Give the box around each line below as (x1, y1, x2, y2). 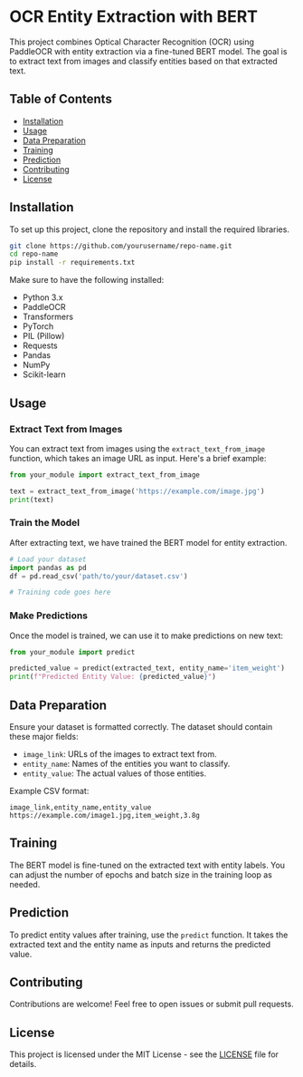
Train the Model (9, 517, 80, 529)
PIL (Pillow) (22, 331, 65, 342)
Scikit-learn (22, 369, 66, 380)
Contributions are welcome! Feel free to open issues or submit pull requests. (9, 999, 294, 1010)
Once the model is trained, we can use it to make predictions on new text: (9, 630, 283, 641)
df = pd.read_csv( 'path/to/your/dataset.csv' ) (9, 571, 188, 581)
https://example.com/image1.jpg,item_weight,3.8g (9, 811, 201, 820)
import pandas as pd (9, 563, 88, 572)
